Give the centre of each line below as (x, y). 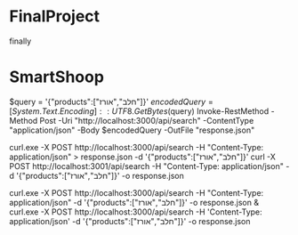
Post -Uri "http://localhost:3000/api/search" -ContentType (147, 120)
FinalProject (55, 16)
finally (20, 41)
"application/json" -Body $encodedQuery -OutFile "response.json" (132, 130)
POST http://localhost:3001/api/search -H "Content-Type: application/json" (147, 166)
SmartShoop (57, 77)
